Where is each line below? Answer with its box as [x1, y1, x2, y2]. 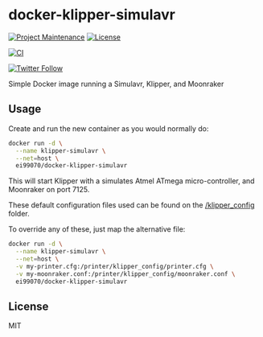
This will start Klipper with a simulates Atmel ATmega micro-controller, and [8, 176, 255, 186]
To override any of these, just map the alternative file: [8, 224, 186, 234]
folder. [8, 209, 30, 219]
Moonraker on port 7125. [8, 185, 90, 195]
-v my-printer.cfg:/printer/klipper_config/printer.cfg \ [15, 262, 215, 270]
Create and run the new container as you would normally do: [8, 123, 209, 134]
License [8, 299, 49, 313]
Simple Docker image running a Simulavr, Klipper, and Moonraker [8, 79, 224, 88]
